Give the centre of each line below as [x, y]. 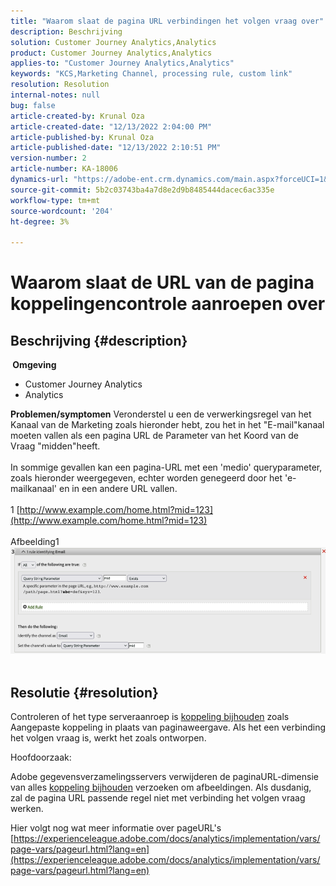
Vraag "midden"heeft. [55, 446]
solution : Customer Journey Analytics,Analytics [113, 42]
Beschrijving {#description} [99, 340]
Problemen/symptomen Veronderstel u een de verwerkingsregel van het [161, 414]
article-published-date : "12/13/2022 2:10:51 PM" [116, 148]
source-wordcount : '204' [62, 211]
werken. [27, 809]
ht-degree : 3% [40, 221]
